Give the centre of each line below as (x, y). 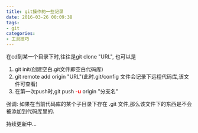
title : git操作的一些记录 (35, 12)
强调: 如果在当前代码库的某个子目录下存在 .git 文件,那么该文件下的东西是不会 (99, 104)
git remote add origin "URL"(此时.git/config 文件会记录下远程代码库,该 (99, 77)
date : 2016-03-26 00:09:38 (39, 17)
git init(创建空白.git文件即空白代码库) (59, 69)
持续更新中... (22, 124)
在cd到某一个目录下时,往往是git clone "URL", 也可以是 (71, 56)
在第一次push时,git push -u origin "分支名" (66, 91)
